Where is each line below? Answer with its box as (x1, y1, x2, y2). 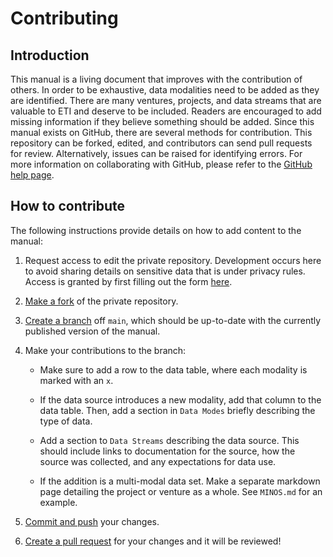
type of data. (39, 415, 93, 427)
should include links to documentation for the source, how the (39, 445, 296, 457)
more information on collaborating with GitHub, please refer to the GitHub (10, 158, 313, 170)
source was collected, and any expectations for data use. (39, 455, 277, 467)
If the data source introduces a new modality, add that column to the (39, 393, 322, 406)
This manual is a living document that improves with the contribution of (10, 73, 303, 85)
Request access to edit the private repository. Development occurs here (24, 254, 322, 266)
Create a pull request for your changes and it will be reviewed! (24, 535, 282, 547)
